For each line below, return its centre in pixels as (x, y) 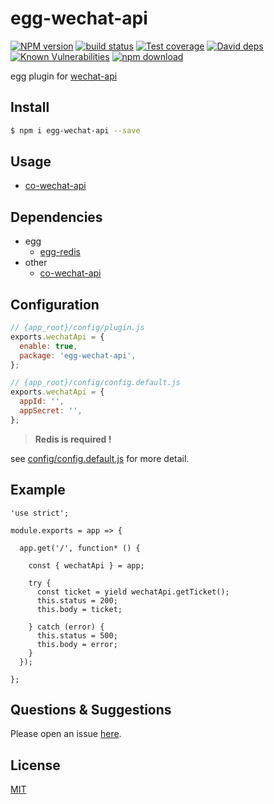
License (35, 765)
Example (38, 490)
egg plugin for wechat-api (64, 76)
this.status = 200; (77, 600)
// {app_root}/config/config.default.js (96, 383)
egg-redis (60, 252)
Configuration (55, 304)
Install (30, 107)
